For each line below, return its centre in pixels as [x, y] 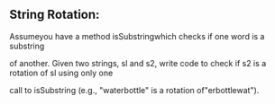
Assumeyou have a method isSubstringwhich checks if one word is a [137, 36]
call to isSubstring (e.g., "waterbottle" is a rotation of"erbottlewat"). [134, 90]
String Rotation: [55, 15]
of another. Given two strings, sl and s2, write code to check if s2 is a [138, 63]
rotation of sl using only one [61, 73]
